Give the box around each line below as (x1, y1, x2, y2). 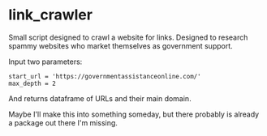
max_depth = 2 (8, 79, 57, 87)
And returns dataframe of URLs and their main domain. (8, 93, 192, 103)
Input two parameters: (8, 57, 83, 66)
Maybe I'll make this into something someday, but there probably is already (8, 109, 260, 119)
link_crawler (8, 6, 93, 24)
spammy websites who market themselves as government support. (8, 40, 233, 50)
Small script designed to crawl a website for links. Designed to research (8, 32, 248, 42)
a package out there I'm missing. (8, 117, 118, 127)
